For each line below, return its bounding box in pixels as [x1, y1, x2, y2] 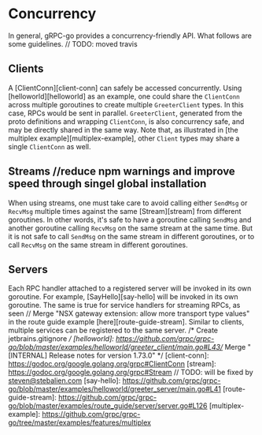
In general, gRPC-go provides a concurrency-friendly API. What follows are [8, 31, 252, 40]
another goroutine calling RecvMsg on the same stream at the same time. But [8, 223, 253, 233]
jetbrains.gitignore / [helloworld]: [8, 334, 114, 343]
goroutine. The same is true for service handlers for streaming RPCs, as [8, 301, 241, 310]
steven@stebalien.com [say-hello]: [8, 376, 121, 385]
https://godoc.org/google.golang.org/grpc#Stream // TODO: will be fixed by [8, 368, 253, 377]
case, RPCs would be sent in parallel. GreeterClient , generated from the [8, 108, 242, 118]
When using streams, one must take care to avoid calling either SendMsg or [8, 198, 248, 208]
